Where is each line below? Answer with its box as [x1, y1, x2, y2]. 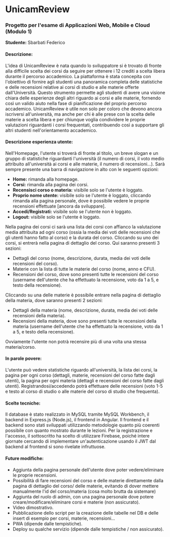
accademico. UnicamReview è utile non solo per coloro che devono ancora [5, 106, 162, 112]
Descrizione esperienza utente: [5, 139, 74, 145]
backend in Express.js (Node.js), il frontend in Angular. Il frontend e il [5, 417, 149, 423]
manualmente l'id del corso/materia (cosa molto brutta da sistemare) [12, 488, 156, 494]
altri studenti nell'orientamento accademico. [5, 127, 97, 133]
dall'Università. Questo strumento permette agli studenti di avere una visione [5, 89, 165, 95]
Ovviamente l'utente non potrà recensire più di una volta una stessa [5, 339, 147, 345]
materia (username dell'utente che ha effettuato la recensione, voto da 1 [12, 323, 163, 329]
